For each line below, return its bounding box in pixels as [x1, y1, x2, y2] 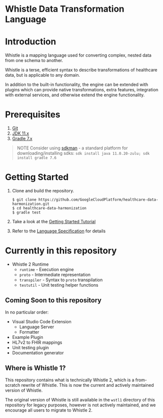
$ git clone [12, 197, 36, 202]
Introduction [5, 36, 56, 47]
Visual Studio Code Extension [12, 318, 72, 324]
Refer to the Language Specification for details [12, 228, 106, 234]
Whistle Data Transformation [5, 3, 125, 15]
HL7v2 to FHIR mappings [12, 339, 62, 345]
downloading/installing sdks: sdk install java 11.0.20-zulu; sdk [17, 150, 150, 156]
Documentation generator [12, 350, 64, 355]
